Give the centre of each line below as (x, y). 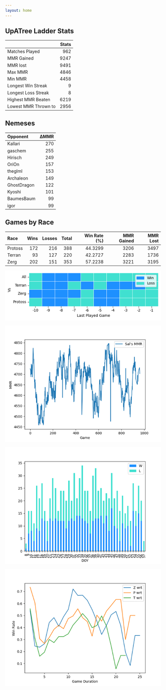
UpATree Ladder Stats (40, 31)
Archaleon (18, 178)
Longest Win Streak (27, 86)
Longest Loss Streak (28, 93)
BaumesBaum (21, 199)
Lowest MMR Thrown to (31, 107)
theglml (15, 171)
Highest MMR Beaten (29, 99)
